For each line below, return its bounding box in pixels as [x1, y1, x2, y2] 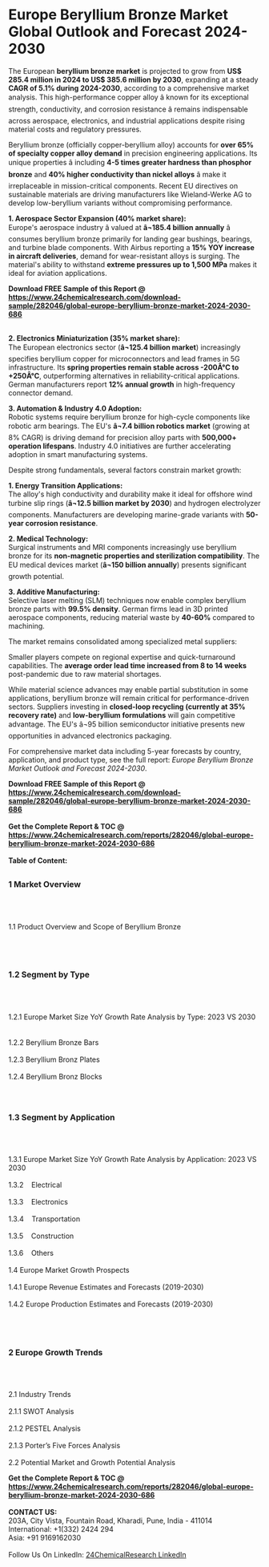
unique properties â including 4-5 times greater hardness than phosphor [8, 157, 252, 167]
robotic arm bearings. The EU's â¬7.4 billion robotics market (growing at [8, 421, 251, 431]
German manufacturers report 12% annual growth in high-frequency [8, 379, 235, 389]
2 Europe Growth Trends [8, 1346, 103, 1358]
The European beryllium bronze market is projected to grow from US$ [8, 66, 242, 75]
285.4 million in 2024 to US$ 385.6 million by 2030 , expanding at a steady [8, 75, 259, 84]
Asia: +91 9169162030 [8, 1533, 82, 1543]
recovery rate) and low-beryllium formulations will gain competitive [8, 710, 236, 719]
